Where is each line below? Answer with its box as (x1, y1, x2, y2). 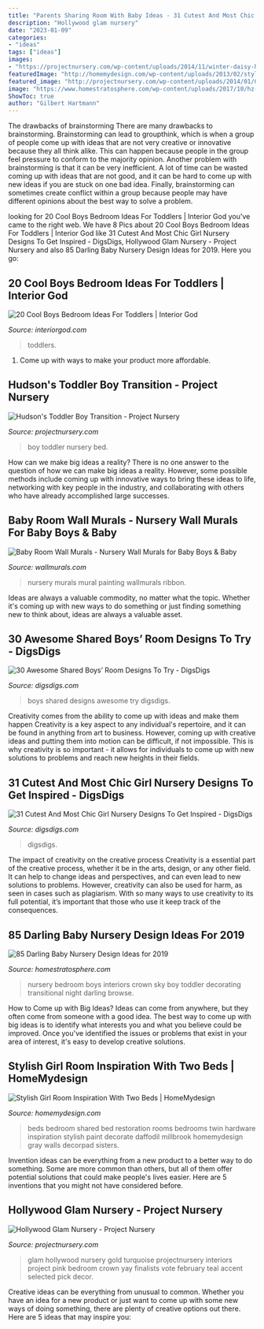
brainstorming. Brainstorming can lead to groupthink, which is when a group (8, 129, 255, 139)
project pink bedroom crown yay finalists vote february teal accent (27, 1263, 244, 1273)
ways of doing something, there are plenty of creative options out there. (8, 1304, 241, 1313)
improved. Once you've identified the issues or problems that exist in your (8, 1029, 247, 1037)
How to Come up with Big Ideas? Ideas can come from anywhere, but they (8, 1003, 249, 1013)
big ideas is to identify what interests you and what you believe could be (8, 1020, 242, 1029)
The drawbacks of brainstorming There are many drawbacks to (8, 121, 214, 131)
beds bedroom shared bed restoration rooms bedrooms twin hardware (27, 1123, 256, 1133)
